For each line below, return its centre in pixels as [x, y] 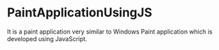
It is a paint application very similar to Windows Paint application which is [110, 32]
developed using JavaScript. [47, 38]
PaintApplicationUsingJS [79, 13]
